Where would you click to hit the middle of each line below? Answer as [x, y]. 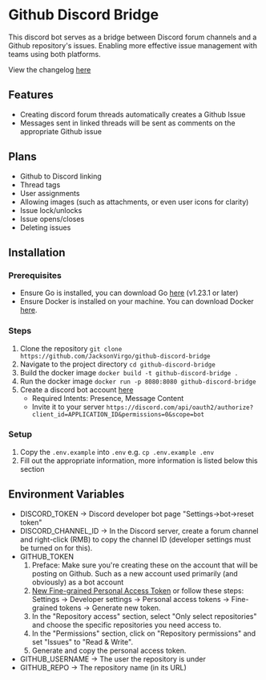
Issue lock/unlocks [51, 210]
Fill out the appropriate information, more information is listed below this [139, 461]
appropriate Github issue [61, 131]
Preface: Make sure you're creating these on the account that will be [145, 565]
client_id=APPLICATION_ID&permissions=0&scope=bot [118, 414]
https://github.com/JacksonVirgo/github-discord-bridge [115, 356]
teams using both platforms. [55, 54]
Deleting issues [45, 227]
